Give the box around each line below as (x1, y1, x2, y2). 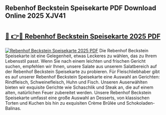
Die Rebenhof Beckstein (99, 48, 149, 53)
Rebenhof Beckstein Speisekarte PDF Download (5, 4, 157, 12)
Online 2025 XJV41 (5, 12, 66, 20)
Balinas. (5, 106, 21, 111)
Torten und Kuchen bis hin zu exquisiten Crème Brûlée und (5, 100, 125, 106)
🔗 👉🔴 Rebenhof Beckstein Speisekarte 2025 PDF (5, 32, 161, 40)
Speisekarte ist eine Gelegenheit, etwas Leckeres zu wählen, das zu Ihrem (5, 53, 157, 59)
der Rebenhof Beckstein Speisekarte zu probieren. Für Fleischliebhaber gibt (5, 69, 160, 75)
